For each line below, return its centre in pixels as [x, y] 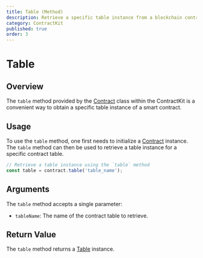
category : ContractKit [35, 23]
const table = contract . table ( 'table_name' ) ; [64, 170]
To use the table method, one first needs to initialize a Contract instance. [97, 141]
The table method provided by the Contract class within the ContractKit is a [101, 101]
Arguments [28, 189]
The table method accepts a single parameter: [64, 204]
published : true [27, 29]
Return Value [31, 234]
